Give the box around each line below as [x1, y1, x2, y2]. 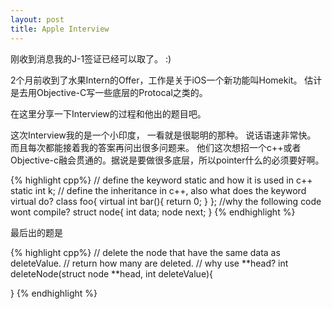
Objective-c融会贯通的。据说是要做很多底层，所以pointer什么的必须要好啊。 [10, 154, 325, 166]
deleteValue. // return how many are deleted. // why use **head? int [10, 257, 289, 269]
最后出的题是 [10, 226, 63, 238]
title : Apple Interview [10, 24, 110, 34]
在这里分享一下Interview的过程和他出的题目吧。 [10, 107, 207, 120]
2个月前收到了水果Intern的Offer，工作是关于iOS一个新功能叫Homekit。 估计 [10, 74, 323, 86]
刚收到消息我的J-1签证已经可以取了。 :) [10, 52, 172, 65]
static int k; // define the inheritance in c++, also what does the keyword [10, 184, 307, 196]
